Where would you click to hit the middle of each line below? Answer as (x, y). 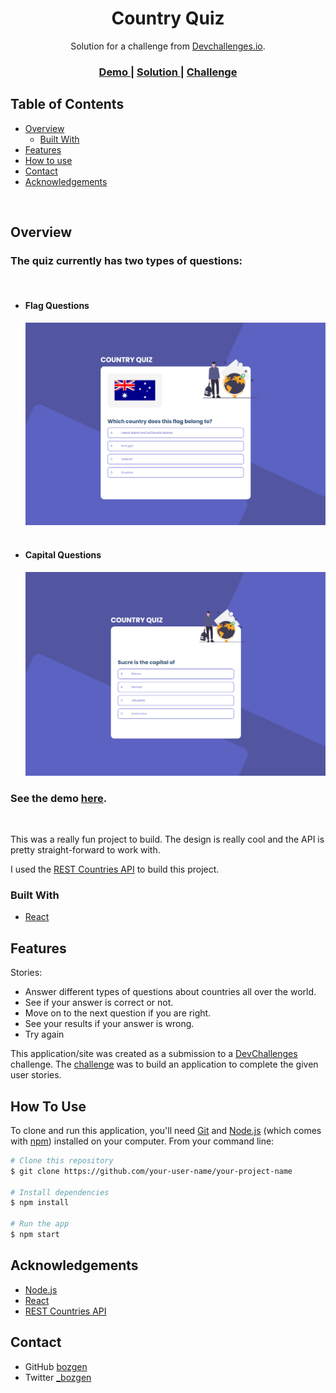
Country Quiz (168, 18)
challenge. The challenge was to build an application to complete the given (164, 1064)
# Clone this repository (62, 1160)
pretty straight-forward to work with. (85, 850)
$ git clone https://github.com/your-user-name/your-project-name (151, 1171)
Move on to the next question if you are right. (118, 1013)
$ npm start (35, 1235)
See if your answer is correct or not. (99, 1003)
